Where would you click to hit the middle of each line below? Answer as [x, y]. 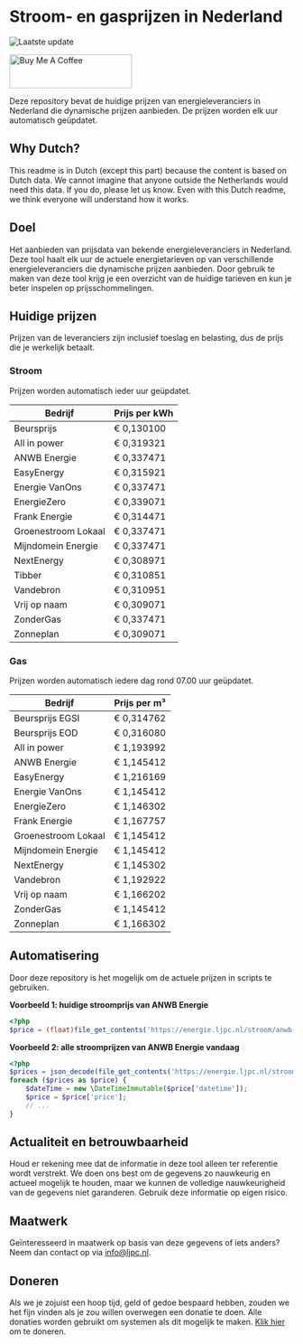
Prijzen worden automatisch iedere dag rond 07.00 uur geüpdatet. [132, 681]
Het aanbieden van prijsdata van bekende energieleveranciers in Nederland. [151, 249]
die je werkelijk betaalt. [52, 348]
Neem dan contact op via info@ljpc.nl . [80, 1253]
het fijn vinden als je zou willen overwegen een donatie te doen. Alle [136, 1312]
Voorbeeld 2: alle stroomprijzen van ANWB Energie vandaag [124, 1047]
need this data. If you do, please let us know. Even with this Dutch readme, [148, 189]
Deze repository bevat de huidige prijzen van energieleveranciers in [135, 100]
